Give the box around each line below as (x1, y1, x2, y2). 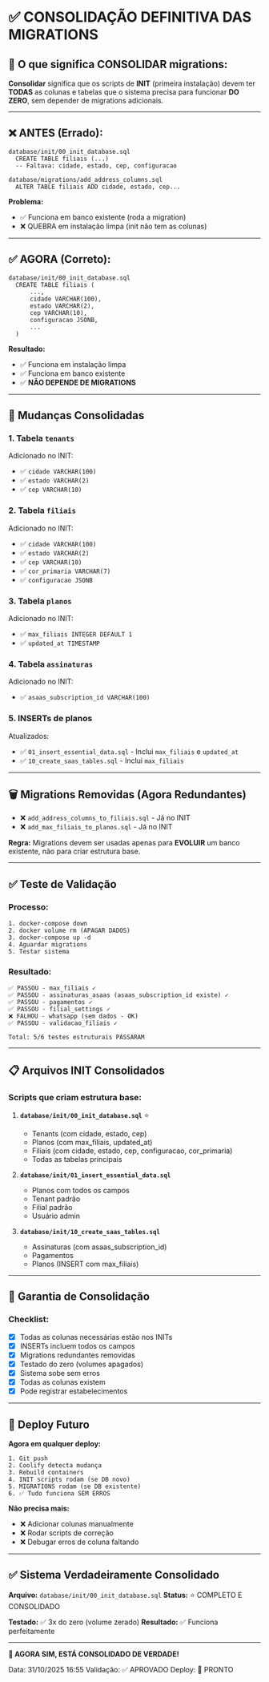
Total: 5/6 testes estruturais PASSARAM (8, 1034, 146, 1042)
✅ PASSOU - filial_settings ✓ (8, 1006, 110, 1014)
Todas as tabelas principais (31, 1154, 122, 1164)
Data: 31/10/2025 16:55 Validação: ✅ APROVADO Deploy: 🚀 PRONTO (8, 1664, 234, 1674)
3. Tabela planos (8, 595, 72, 607)
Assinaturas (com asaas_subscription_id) (31, 1242, 167, 1252)
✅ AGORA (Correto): (8, 252, 111, 266)
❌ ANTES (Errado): (8, 127, 104, 140)
